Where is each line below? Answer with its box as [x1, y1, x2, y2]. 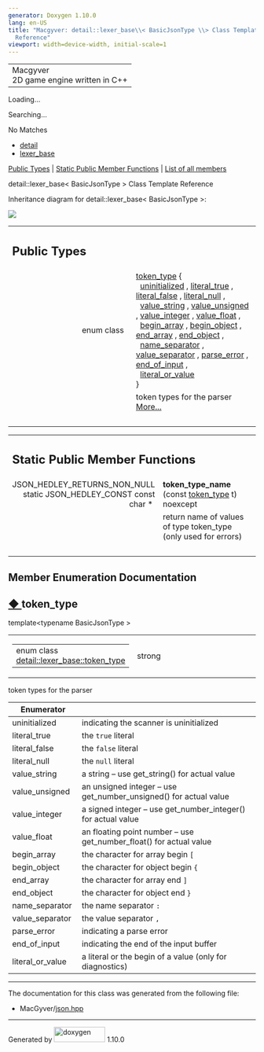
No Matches [8, 125, 48, 134]
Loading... [8, 95, 41, 105]
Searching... [8, 110, 47, 120]
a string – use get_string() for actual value [81, 768, 236, 779]
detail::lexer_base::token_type [16, 655, 126, 666]
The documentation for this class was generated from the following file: [8, 988, 240, 999]
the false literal [81, 743, 139, 754]
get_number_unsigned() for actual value [81, 791, 229, 802]
